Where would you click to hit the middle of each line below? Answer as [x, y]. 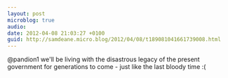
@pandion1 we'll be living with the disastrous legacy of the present [103, 59]
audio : [17, 26]
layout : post [26, 14]
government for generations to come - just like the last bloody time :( [107, 67]
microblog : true [31, 20]
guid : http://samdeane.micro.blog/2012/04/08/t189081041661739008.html [114, 40]
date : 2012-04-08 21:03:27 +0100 [56, 33]
